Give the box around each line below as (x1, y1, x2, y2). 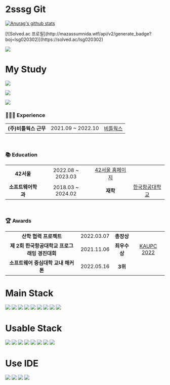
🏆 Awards (5, 218, 32, 225)
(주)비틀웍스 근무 (8, 125, 46, 132)
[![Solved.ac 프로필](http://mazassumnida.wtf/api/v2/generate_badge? (5, 30, 152, 36)
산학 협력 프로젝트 (21, 233, 62, 240)
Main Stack (5, 287, 54, 299)
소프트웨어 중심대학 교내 (9, 259, 64, 266)
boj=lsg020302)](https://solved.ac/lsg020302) (5, 36, 104, 42)
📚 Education (5, 151, 38, 158)
